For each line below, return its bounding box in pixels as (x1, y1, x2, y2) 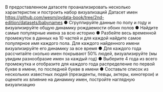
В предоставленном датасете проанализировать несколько (5, 4, 131, 10)
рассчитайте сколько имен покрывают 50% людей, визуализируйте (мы (5, 51, 158, 56)
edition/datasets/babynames (5, 19, 63, 25)
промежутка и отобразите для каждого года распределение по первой (5, 61, 155, 67)
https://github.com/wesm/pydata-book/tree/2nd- (5, 15, 104, 20)
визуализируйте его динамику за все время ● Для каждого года (5, 46, 141, 51)
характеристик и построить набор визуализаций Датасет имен (5, 9, 138, 15)
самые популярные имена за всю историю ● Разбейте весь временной (5, 30, 157, 36)
